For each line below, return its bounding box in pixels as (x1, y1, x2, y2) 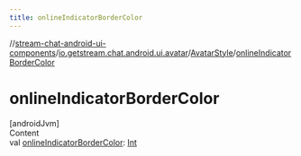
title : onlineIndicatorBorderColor (9, 13, 143, 22)
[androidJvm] (9, 117, 60, 128)
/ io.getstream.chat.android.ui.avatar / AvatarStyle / (55, 47, 237, 58)
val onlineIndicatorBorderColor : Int (9, 136, 138, 148)
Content (9, 127, 40, 138)
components (9, 47, 57, 58)
